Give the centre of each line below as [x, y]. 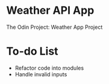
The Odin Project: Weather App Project [54, 27]
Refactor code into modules [49, 68]
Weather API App [50, 10]
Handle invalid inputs [41, 74]
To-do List [32, 51]
